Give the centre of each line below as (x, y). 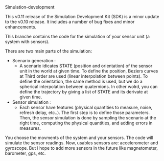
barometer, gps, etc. (25, 153)
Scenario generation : (34, 60)
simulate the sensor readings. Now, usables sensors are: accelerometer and (82, 143)
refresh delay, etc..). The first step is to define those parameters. (85, 113)
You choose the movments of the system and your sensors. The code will (79, 138)
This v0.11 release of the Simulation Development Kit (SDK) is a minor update (82, 16)
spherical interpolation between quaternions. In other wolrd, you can (89, 87)
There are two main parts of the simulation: (48, 51)
